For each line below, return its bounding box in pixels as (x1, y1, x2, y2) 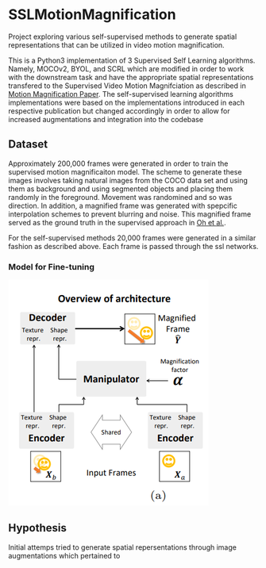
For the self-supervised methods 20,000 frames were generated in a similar (8, 232, 256, 243)
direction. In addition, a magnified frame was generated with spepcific (8, 201, 238, 210)
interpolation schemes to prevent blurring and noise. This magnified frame (8, 209, 252, 219)
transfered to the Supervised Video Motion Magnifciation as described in (8, 81, 246, 90)
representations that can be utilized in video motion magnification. (8, 40, 225, 49)
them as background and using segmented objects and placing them (8, 184, 233, 194)
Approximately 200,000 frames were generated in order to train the (8, 159, 229, 168)
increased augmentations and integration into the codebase (8, 114, 204, 124)
